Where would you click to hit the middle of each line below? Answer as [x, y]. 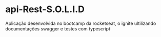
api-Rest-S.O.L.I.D [45, 9]
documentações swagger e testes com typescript [58, 28]
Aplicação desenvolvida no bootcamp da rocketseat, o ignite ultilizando [81, 23]
